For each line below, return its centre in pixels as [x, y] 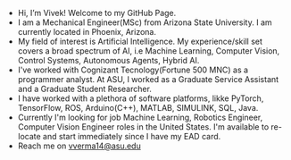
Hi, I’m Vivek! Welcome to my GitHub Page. [97, 13]
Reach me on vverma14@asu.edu [79, 146]
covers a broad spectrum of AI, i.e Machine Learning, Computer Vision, [149, 51]
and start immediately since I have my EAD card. [132, 136]
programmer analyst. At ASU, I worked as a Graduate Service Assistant [148, 79]
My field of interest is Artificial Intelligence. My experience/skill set [140, 41]
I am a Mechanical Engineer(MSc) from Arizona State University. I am [145, 22]
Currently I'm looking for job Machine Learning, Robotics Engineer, [140, 117]
